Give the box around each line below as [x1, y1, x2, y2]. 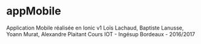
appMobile [6, 4, 62, 18]
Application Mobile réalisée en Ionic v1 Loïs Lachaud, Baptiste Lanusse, [6, 24, 184, 31]
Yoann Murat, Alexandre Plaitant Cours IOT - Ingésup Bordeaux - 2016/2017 [6, 30, 196, 37]
